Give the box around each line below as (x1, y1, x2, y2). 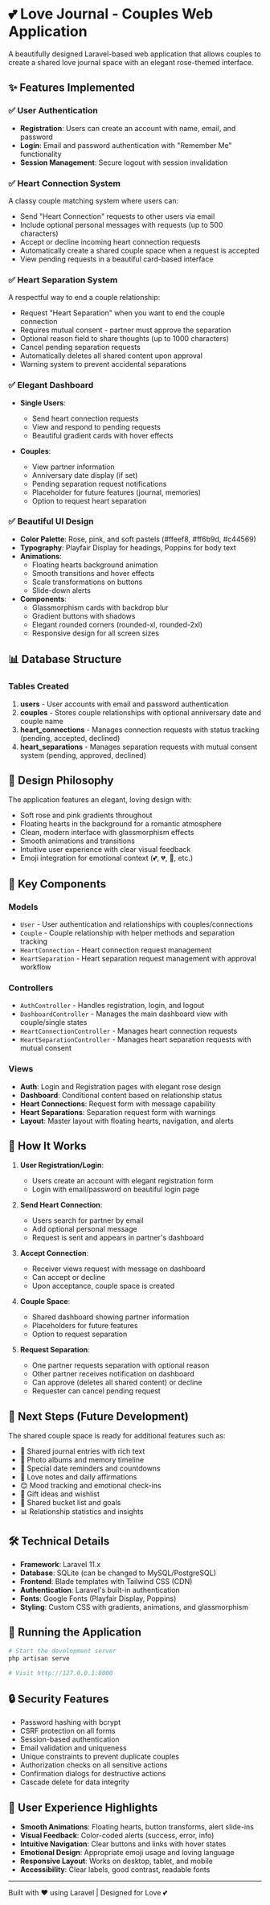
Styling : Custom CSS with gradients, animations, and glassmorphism (19, 1603, 249, 1612)
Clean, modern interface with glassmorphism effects (19, 828, 194, 837)
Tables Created (8, 681, 70, 692)
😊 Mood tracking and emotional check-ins (19, 1481, 162, 1491)
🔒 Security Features (8, 1692, 109, 1705)
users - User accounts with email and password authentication (19, 699, 229, 709)
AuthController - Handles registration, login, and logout (19, 1001, 205, 1010)
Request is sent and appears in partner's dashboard (31, 1232, 205, 1243)
